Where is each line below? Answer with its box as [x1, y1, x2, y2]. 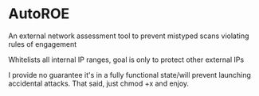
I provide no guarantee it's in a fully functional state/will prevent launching [8, 70, 251, 79]
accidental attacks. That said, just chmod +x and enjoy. [8, 79, 190, 88]
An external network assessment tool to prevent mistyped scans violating [8, 31, 249, 40]
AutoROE [8, 5, 70, 23]
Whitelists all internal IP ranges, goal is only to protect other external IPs [8, 55, 245, 64]
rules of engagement [8, 39, 77, 48]
